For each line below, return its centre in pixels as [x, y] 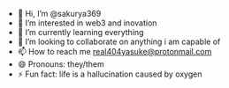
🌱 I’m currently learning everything [80, 32]
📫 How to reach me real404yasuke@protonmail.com [114, 51]
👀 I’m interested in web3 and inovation [87, 23]
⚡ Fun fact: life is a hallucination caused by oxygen [110, 74]
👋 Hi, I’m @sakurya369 [59, 14]
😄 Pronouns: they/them [61, 64]
